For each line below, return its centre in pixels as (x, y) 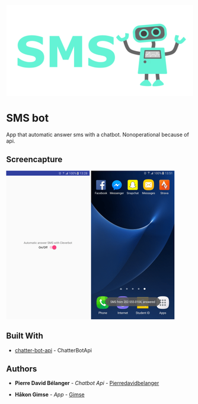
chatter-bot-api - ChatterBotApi (53, 350)
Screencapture (34, 160)
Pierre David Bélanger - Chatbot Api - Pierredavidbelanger (87, 383)
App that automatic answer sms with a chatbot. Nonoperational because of (98, 135)
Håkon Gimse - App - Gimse (49, 394)
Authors (22, 369)
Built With (25, 336)
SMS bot (28, 118)
